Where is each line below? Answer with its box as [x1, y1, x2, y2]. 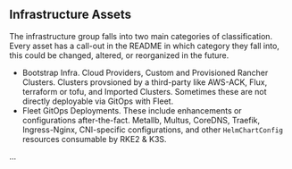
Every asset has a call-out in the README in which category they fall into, [9, 40, 279, 51]
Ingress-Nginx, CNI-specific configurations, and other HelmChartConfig [21, 124, 284, 135]
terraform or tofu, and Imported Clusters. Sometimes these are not [21, 86, 267, 97]
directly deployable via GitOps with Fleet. [21, 96, 174, 106]
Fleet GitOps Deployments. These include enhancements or [21, 105, 243, 115]
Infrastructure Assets [9, 7, 132, 22]
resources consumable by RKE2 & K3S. [21, 133, 167, 144]
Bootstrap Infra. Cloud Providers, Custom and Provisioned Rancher [21, 67, 269, 78]
